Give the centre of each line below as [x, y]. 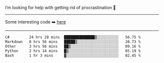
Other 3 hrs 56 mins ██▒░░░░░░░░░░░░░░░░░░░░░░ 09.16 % [73, 46]
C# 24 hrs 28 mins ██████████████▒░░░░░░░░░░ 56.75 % [73, 37]
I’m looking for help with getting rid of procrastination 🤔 [61, 8]
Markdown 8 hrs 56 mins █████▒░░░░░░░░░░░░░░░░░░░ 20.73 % [73, 42]
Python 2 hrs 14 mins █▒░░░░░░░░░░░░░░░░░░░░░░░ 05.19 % [73, 51]
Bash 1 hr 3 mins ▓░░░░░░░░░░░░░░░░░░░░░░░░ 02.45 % [73, 55]
